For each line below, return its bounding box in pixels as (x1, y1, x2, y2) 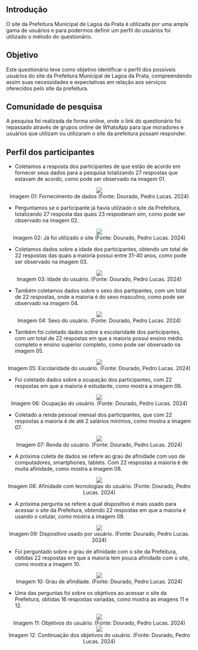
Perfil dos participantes (6, 147, 95, 157)
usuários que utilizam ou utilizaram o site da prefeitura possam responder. (6, 130, 187, 137)
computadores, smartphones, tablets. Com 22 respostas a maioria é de (14, 459, 189, 466)
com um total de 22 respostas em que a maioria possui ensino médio (14, 335, 183, 342)
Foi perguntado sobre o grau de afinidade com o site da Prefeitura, (14, 548, 177, 555)
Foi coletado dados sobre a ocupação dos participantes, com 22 (14, 376, 173, 383)
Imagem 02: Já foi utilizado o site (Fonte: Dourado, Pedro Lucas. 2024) (12, 234, 186, 241)
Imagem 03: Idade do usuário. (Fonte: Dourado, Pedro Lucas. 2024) (17, 276, 182, 283)
